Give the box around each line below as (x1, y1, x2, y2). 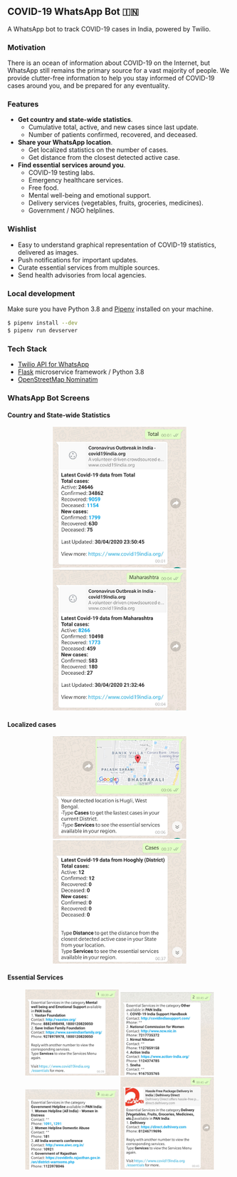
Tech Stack (7, 344, 48, 354)
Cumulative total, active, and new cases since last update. (28, 123, 199, 131)
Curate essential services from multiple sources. (17, 263, 160, 272)
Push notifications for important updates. (17, 255, 138, 264)
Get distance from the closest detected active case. (28, 153, 180, 162)
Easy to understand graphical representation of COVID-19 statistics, (17, 240, 217, 249)
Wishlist (7, 224, 37, 234)
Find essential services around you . (17, 160, 126, 170)
